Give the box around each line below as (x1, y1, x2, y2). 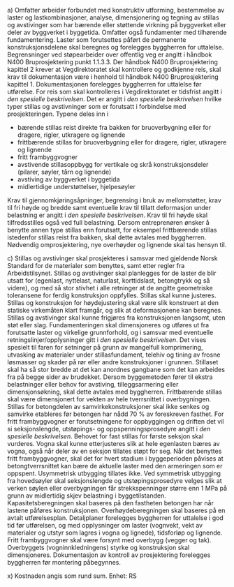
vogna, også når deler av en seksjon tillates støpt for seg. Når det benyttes (7, 447, 222, 455)
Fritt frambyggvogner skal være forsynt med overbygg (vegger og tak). (7, 536, 212, 544)
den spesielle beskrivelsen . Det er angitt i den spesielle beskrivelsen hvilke (7, 95, 222, 103)
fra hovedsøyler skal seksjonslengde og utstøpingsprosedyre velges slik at (7, 477, 222, 484)
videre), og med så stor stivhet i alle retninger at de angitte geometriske (7, 284, 213, 292)
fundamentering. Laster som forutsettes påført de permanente (7, 36, 187, 44)
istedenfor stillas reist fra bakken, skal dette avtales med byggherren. (7, 233, 207, 242)
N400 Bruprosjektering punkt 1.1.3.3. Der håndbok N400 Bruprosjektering (7, 58, 219, 66)
